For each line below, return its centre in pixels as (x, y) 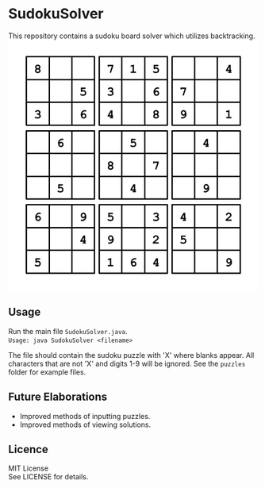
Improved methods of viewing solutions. (85, 425)
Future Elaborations (58, 397)
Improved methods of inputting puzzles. (85, 416)
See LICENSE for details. (48, 477)
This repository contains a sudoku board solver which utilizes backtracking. (132, 36)
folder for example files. (47, 372)
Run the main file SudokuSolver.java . (68, 331)
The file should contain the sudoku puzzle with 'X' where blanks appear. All (131, 355)
